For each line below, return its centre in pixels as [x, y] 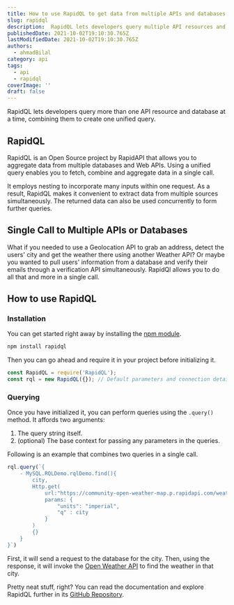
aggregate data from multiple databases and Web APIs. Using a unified [109, 165]
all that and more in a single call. [53, 277]
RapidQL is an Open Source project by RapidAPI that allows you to [102, 157]
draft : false [26, 92]
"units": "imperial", [88, 506]
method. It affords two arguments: [56, 420]
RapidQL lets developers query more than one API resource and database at [117, 112]
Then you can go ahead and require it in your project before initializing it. [111, 360]
